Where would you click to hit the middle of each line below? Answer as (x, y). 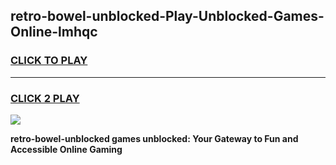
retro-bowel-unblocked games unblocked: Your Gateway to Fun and (154, 138)
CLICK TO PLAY (49, 61)
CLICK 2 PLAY (45, 98)
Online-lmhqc (54, 32)
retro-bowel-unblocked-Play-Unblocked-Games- (167, 16)
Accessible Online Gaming (66, 149)
